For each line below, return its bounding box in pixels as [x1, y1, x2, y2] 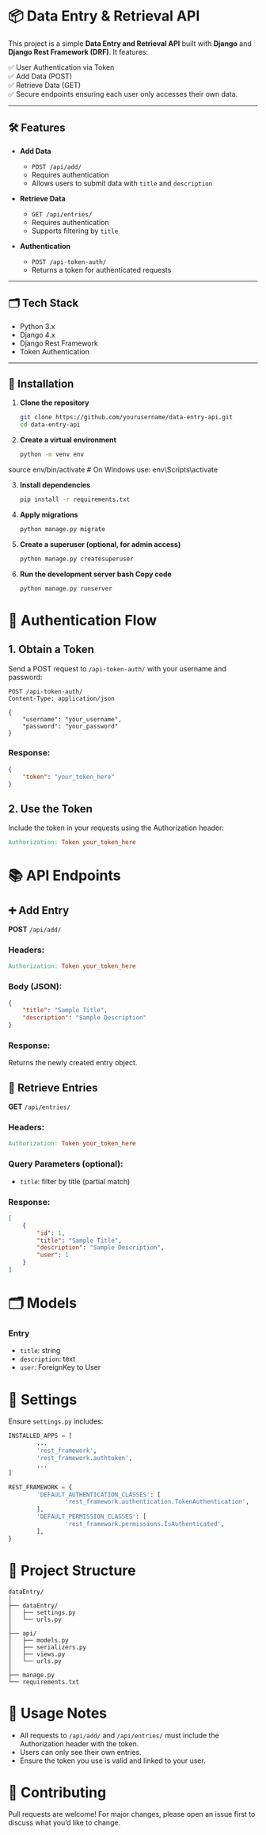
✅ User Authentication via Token [8, 62, 115, 72]
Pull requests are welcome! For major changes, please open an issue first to [8, 1810, 256, 1819]
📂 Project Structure [8, 1562, 136, 1579]
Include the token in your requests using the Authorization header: [8, 823, 224, 833]
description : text [19, 1354, 76, 1364]
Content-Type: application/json [8, 694, 115, 702]
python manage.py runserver [19, 584, 112, 592]
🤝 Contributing [8, 1783, 107, 1801]
